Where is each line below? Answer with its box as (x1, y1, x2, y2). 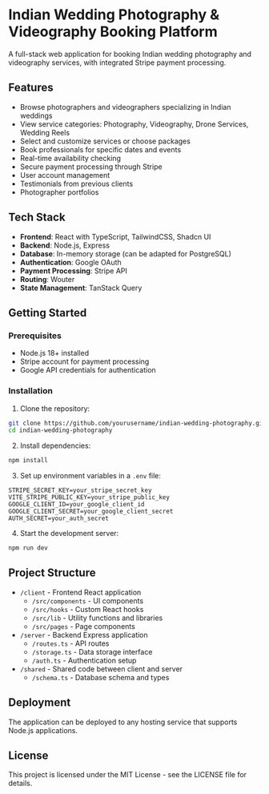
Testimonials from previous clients (19, 179, 134, 188)
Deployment (8, 695, 71, 710)
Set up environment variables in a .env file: (19, 471, 162, 481)
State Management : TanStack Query (19, 283, 143, 292)
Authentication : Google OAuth (19, 257, 122, 267)
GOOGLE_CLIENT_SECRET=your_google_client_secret (8, 507, 174, 516)
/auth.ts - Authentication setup (31, 655, 137, 665)
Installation (8, 385, 54, 397)
